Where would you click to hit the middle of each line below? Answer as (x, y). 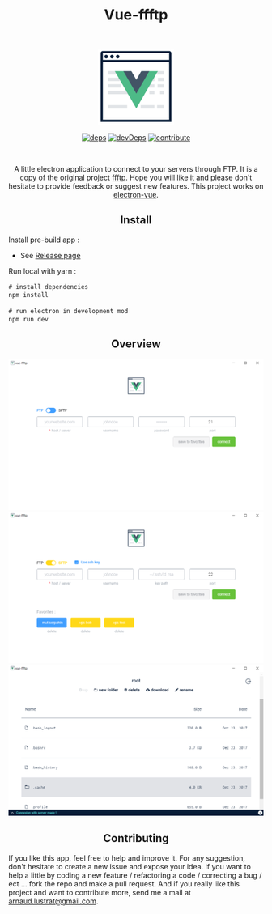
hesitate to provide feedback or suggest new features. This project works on (136, 186)
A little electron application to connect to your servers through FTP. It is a (136, 168)
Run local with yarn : (42, 271)
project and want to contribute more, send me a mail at (100, 892)
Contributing (136, 838)
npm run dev (28, 319)
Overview (136, 344)
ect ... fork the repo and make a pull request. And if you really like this (124, 883)
